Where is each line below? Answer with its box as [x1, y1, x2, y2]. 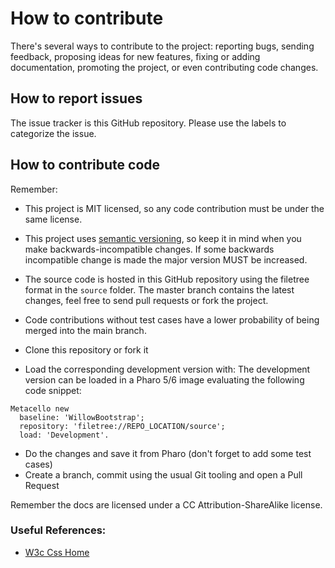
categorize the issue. [10, 127, 97, 139]
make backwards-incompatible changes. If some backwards [24, 243, 275, 255]
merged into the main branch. [24, 324, 147, 336]
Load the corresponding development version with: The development [24, 363, 311, 375]
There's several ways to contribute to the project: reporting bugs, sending [10, 40, 315, 52]
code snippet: [24, 384, 82, 396]
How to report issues [10, 90, 143, 107]
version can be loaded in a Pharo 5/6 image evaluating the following [24, 373, 305, 386]
